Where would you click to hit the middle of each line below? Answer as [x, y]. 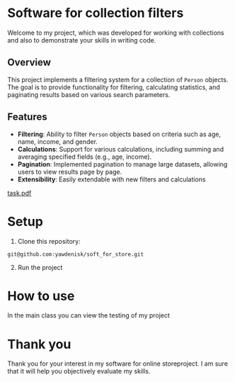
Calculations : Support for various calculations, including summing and [121, 149]
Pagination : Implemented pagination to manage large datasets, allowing [122, 164]
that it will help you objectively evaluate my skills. [79, 371]
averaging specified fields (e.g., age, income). [85, 157]
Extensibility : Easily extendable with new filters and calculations [111, 179]
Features [27, 117]
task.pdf [19, 193]
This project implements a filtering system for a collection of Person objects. [118, 79]
